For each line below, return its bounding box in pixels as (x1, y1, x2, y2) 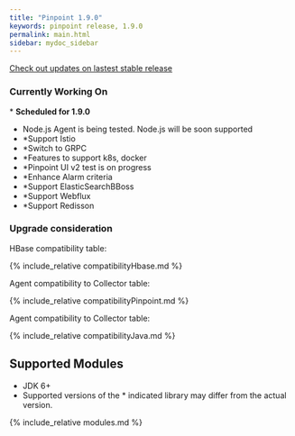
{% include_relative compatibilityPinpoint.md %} (9, 295, 189, 306)
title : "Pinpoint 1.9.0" (9, 13, 103, 23)
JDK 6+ (22, 380, 51, 391)
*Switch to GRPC (22, 142, 88, 153)
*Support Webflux (22, 190, 91, 201)
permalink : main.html (9, 30, 91, 39)
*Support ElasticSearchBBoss (22, 181, 134, 192)
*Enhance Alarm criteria (22, 171, 113, 182)
